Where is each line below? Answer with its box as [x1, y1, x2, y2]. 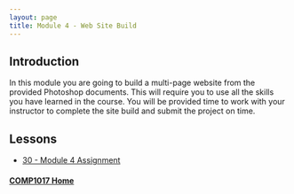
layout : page [9, 12, 58, 22]
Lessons [9, 131, 58, 146]
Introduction [9, 54, 80, 69]
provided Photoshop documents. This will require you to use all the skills [9, 87, 274, 97]
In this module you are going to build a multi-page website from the [9, 77, 256, 89]
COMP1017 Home [9, 175, 75, 186]
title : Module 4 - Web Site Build [9, 21, 138, 30]
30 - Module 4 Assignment [21, 155, 121, 166]
